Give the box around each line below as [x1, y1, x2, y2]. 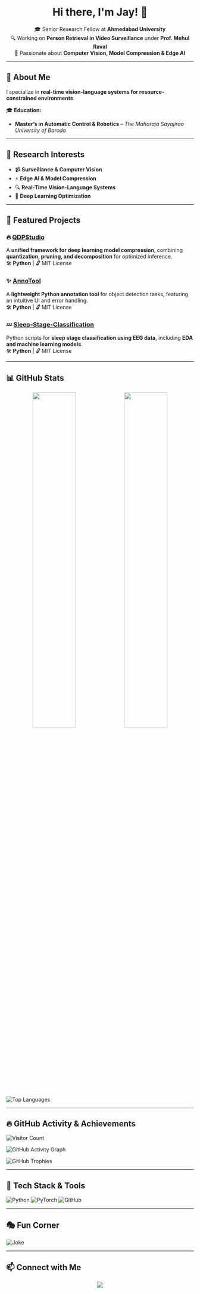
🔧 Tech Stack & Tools [6, 1181, 85, 1191]
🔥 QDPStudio [6, 233, 45, 241]
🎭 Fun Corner [6, 1220, 60, 1230]
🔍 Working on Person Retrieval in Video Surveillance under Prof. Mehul [10, 34, 190, 41]
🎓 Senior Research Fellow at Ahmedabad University [34, 25, 166, 32]
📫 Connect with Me [6, 1262, 82, 1273]
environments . [37, 94, 75, 102]
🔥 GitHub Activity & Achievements [6, 1119, 136, 1129]
